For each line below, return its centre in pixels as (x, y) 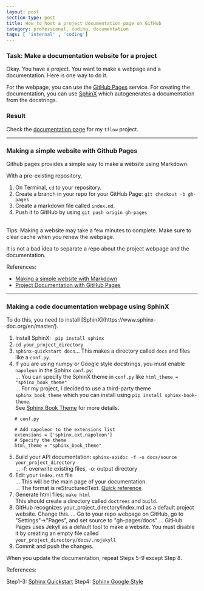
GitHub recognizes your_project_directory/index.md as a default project (104, 508)
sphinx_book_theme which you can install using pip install (89, 395)
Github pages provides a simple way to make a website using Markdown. (98, 164)
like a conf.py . (33, 358)
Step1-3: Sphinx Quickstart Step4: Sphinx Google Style (75, 582)
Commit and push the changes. (54, 546)
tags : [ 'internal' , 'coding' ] (47, 35)
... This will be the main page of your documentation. (81, 482)
